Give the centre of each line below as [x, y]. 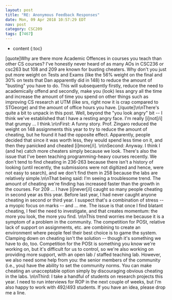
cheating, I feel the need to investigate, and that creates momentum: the [82, 211]
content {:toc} [27, 48]
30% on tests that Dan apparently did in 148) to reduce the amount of [79, 80]
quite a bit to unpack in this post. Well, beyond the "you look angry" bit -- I [84, 113]
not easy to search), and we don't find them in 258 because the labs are [82, 173]
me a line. [16, 293]
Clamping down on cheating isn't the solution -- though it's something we [83, 238]
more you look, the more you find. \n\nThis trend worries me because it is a [85, 216]
